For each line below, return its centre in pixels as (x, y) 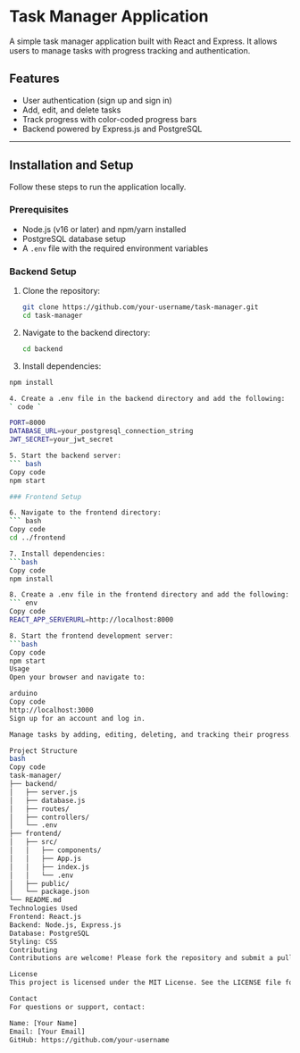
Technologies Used (43, 908)
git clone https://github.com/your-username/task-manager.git (140, 307)
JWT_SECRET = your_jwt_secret (62, 439)
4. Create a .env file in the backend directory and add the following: (147, 398)
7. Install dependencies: (57, 554)
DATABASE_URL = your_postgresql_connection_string (101, 431)
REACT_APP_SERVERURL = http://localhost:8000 (92, 620)
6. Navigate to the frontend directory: (86, 513)
